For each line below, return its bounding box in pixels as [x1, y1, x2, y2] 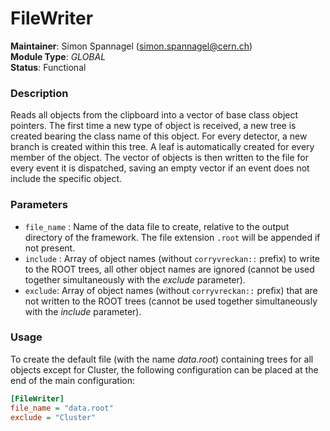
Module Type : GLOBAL [10, 50, 107, 62]
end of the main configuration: [10, 374, 136, 386]
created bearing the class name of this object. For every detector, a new [10, 130, 308, 142]
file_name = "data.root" [10, 403, 114, 413]
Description [10, 86, 69, 100]
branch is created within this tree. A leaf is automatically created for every [10, 141, 315, 153]
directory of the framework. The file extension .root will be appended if [24, 231, 321, 243]
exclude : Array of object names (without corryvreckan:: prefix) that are [24, 284, 318, 296]
